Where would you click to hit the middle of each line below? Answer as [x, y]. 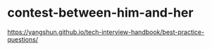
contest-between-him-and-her [100, 13]
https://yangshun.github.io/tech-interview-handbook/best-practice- [106, 32]
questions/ [23, 39]
